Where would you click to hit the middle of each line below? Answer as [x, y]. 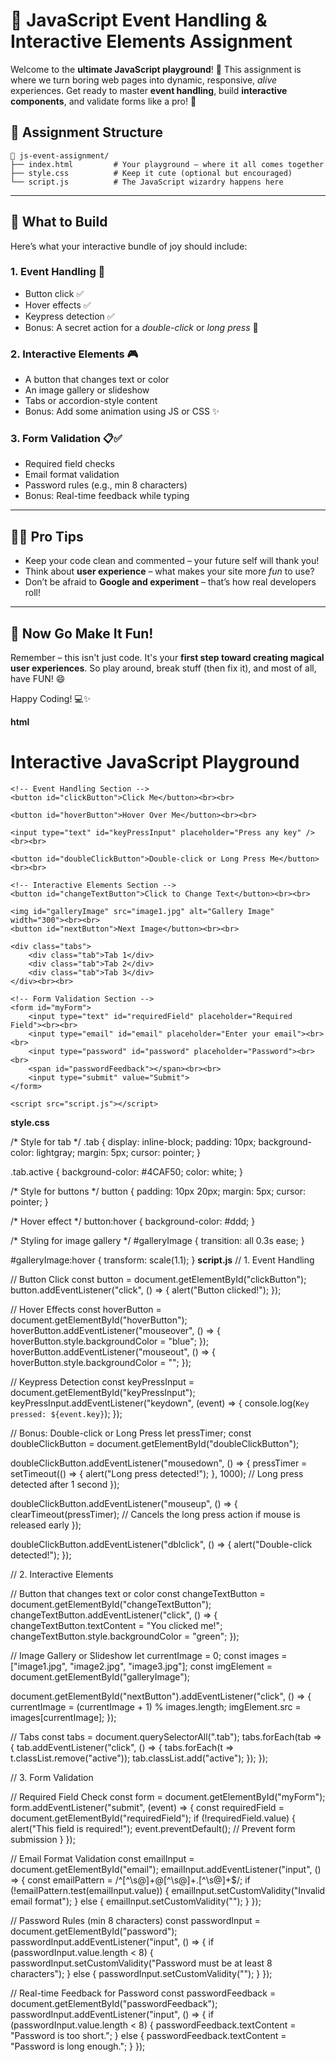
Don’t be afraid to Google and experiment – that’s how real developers [170, 582]
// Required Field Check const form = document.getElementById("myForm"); [168, 1797]
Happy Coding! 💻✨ [51, 699]
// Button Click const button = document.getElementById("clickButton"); [158, 1280]
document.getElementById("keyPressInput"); [103, 1393]
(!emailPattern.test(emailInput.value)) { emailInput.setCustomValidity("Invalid [168, 1891]
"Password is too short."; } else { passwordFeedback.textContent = [148, 2036]
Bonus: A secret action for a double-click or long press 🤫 [141, 327]
